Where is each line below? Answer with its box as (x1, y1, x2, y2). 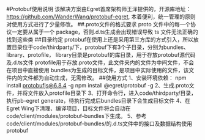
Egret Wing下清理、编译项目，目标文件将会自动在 (6, 105, 131, 112)
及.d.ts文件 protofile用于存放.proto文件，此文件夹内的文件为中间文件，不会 (6, 59, 195, 66)
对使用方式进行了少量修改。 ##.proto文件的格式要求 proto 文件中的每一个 (6, 21, 191, 28)
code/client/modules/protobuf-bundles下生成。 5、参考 (6, 112, 147, 119)
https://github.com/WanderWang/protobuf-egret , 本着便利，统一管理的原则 (6, 13, 196, 20)
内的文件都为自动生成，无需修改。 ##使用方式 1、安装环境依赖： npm (11, 74, 187, 81)
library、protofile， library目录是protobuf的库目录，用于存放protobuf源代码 (6, 51, 196, 58)
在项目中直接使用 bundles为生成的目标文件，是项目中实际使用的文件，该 (6, 67, 189, 73)
